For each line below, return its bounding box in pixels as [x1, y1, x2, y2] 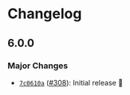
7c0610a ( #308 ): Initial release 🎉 [18, 78, 124, 87]
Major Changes [7, 60, 69, 71]
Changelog [7, 5, 82, 23]
